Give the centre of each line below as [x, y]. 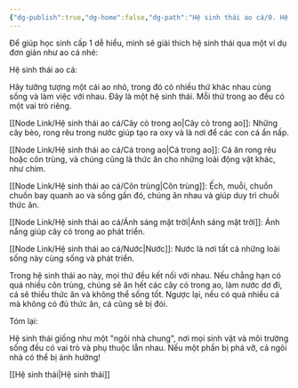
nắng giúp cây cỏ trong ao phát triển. [77, 231]
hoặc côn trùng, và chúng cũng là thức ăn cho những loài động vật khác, [142, 159]
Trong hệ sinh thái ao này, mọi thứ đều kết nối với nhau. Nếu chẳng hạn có [145, 275]
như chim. [28, 168]
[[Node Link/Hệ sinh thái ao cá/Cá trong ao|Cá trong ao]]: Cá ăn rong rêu [143, 150]
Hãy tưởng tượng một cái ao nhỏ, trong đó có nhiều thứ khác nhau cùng [140, 86]
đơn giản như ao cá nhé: [54, 52]
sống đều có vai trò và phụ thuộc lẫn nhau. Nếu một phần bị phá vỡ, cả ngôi [148, 347]
